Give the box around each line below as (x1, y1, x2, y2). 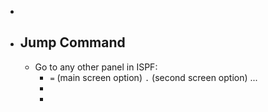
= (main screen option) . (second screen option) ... (49, 71, 258, 83)
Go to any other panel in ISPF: (34, 61, 158, 73)
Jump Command (19, 34, 126, 51)
